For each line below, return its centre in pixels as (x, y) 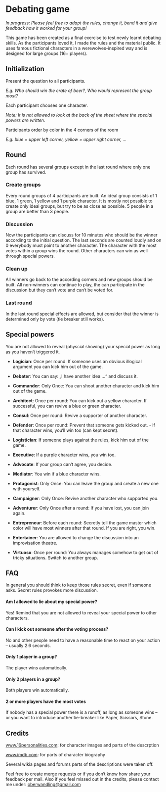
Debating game (38, 9)
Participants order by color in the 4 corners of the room (62, 130)
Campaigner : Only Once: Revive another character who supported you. (85, 498)
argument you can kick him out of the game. (58, 367)
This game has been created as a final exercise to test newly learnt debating (83, 38)
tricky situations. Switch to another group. (55, 558)
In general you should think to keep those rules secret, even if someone (79, 585)
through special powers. (30, 256)
